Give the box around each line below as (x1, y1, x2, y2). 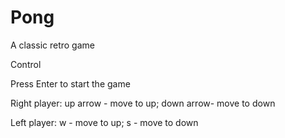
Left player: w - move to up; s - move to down (10, 116, 199, 128)
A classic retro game (10, 39, 95, 51)
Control (10, 58, 42, 70)
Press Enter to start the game (10, 77, 131, 90)
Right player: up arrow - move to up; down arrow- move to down (10, 97, 276, 109)
